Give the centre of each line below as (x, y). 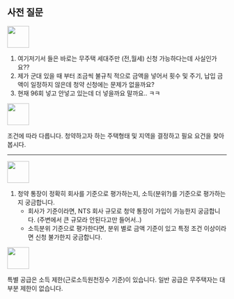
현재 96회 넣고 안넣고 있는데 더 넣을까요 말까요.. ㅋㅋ (89, 93)
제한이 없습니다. (41, 288)
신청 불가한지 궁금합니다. (69, 237)
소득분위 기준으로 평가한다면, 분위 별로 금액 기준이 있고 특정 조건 (115, 228)
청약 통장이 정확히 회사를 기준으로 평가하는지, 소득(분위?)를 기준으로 (109, 193)
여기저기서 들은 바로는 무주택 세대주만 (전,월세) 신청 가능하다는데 (105, 58)
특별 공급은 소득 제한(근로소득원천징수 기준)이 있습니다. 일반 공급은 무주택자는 (112, 280)
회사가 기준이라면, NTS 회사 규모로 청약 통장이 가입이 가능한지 (112, 211)
